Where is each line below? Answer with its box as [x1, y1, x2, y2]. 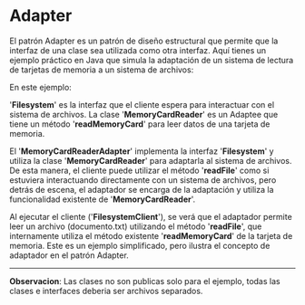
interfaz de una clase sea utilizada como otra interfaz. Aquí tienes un [9, 44, 267, 55]
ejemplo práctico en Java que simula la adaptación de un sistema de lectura [9, 54, 294, 65]
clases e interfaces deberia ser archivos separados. [9, 285, 203, 296]
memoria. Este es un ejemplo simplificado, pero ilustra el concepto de [9, 240, 271, 251]
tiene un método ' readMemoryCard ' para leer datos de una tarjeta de [9, 119, 271, 129]
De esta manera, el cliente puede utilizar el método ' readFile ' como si [9, 165, 270, 176]
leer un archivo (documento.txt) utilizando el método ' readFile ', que [9, 221, 262, 232]
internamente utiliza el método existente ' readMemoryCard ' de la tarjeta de [9, 230, 293, 241]
